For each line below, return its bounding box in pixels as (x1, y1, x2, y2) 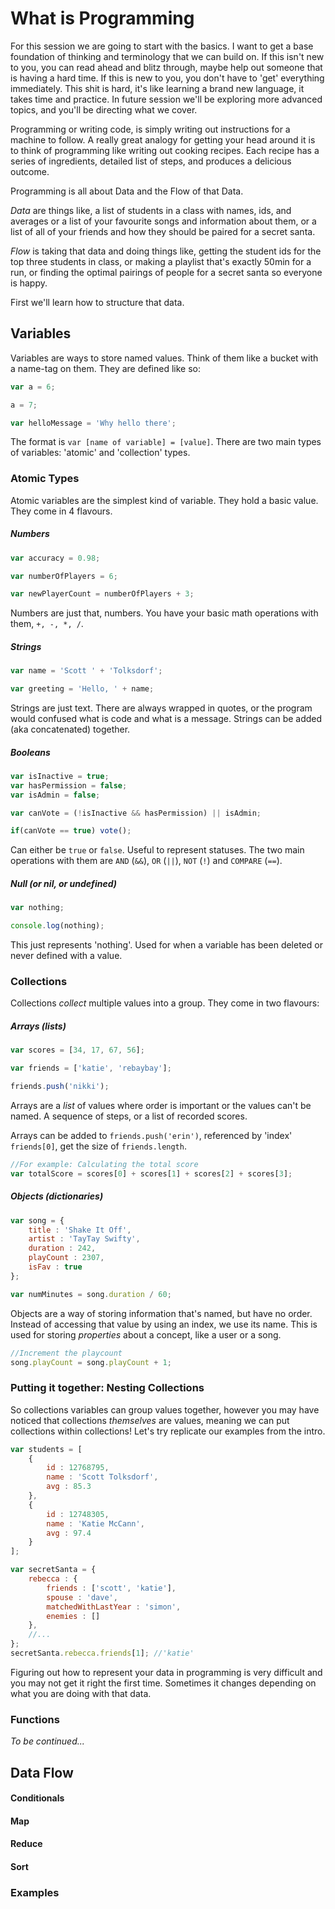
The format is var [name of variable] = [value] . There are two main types (10, 436, 322, 448)
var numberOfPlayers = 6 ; (10, 571, 118, 581)
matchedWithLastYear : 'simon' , (46, 1602, 182, 1612)
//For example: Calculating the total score (10, 1159, 199, 1169)
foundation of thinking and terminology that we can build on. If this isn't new (10, 50, 325, 62)
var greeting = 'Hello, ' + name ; (10, 684, 155, 694)
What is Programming (10, 7, 195, 30)
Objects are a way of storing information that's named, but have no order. (10, 1307, 313, 1319)
